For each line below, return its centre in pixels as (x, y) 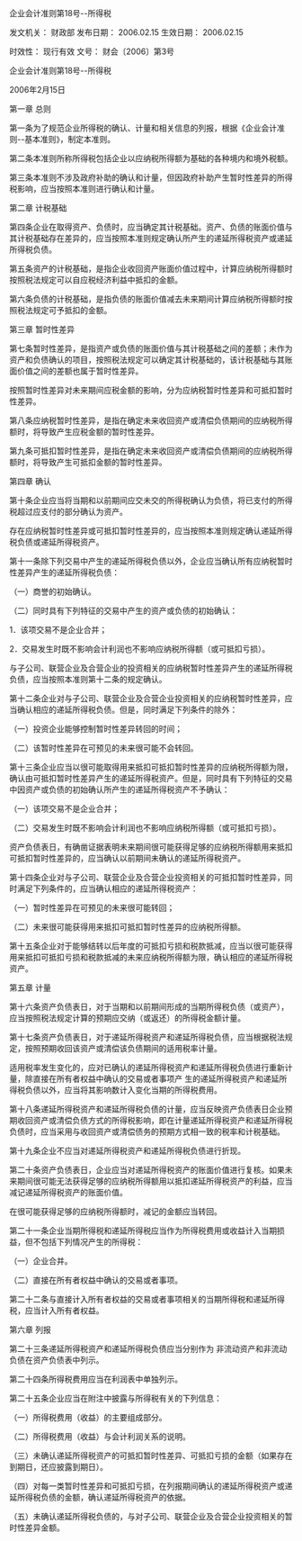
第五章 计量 (30, 987)
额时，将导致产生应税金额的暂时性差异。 (84, 432)
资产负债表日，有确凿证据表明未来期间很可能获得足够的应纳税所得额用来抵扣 (151, 847)
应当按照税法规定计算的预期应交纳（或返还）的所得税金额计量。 (127, 1018)
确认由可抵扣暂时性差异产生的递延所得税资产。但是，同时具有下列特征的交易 (151, 778)
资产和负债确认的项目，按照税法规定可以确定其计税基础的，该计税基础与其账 (151, 360)
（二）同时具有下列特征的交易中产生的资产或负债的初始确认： (124, 611)
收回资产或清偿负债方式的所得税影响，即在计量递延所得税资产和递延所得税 (155, 1120)
